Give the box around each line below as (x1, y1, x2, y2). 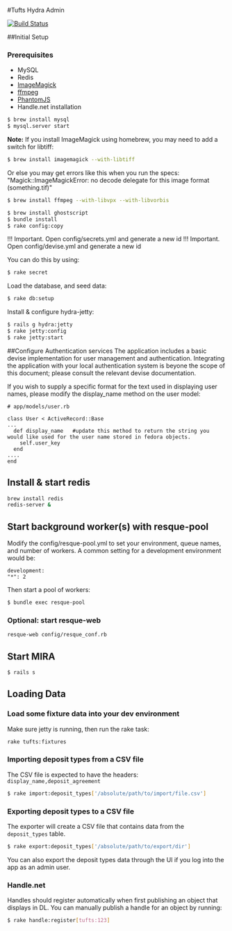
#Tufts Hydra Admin (7, 6, 65, 14)
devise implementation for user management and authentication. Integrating (7, 354, 225, 362)
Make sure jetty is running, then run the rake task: (7, 725, 149, 733)
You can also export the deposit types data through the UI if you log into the (7, 855, 224, 864)
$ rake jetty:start (7, 333, 64, 341)
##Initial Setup (7, 33, 49, 41)
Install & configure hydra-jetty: (7, 308, 94, 316)
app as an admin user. (7, 863, 71, 871)
